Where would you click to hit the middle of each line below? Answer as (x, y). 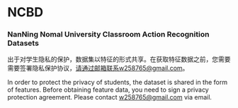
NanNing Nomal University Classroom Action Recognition (108, 35)
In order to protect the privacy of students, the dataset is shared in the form (118, 83)
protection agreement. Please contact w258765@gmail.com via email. (110, 97)
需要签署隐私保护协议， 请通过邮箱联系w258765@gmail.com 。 (98, 68)
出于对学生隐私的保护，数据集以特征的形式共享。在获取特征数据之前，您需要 (119, 59)
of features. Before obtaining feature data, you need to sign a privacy (108, 90)
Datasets (23, 43)
